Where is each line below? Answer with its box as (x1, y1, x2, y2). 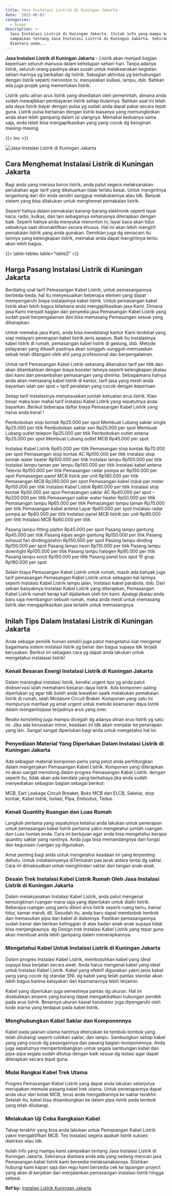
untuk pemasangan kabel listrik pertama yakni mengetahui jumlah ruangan (5, 825, 163, 832)
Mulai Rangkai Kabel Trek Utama (5, 1069, 88, 1076)
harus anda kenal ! (5, 409, 45, 416)
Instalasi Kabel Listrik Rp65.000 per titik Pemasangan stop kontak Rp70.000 (5, 446, 165, 452)
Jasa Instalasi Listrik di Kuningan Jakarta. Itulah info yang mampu (10, 31, 161, 36)
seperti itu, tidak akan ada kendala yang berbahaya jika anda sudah (5, 775, 147, 781)
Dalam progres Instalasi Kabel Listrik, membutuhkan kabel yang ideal (5, 956, 151, 962)
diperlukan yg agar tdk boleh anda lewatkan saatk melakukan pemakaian (5, 690, 159, 696)
